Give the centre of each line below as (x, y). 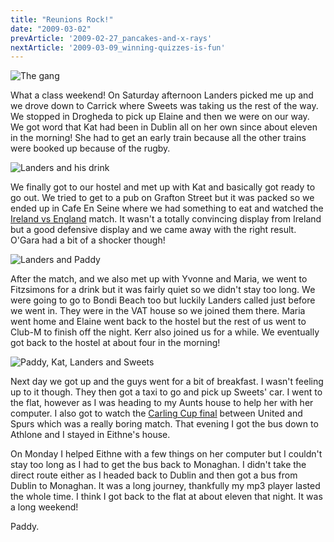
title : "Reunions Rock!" (62, 19)
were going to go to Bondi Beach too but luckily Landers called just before (163, 300)
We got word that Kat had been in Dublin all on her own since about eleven (164, 127)
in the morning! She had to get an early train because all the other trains (158, 138)
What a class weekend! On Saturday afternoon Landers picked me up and (162, 95)
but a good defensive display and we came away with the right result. (153, 230)
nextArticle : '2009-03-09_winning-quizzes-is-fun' (118, 47)
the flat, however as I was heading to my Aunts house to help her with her (162, 403)
